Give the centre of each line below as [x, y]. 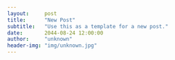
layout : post [32, 13]
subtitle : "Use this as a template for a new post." [88, 26]
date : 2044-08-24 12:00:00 [55, 33]
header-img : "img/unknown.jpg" [52, 46]
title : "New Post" [42, 20]
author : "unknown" [40, 39]
